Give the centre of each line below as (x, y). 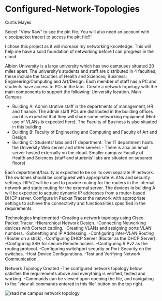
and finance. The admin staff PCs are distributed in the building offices (82, 111)
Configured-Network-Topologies (73, 9)
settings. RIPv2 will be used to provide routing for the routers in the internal (80, 182)
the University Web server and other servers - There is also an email (80, 147)
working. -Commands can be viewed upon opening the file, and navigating (79, 278)
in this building (27, 127)
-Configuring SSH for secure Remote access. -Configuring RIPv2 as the (76, 243)
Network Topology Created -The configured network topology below (74, 268)
